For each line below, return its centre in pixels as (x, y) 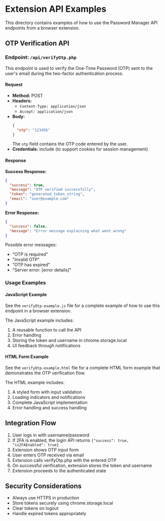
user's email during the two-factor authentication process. (64, 73)
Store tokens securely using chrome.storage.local (63, 503)
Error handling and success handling (49, 407)
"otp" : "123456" (33, 130)
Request (14, 85)
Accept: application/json (46, 112)
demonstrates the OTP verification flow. (45, 373)
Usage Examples (26, 283)
